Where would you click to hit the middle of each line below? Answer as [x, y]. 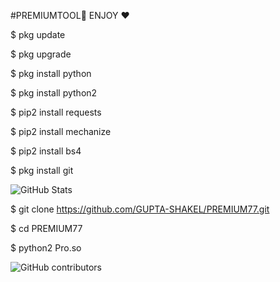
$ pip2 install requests [56, 112]
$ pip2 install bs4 [46, 151]
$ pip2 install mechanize [61, 131]
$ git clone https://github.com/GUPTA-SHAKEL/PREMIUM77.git [140, 209]
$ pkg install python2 [54, 93]
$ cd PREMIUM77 [46, 228]
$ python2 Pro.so [46, 248]
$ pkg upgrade [41, 54]
